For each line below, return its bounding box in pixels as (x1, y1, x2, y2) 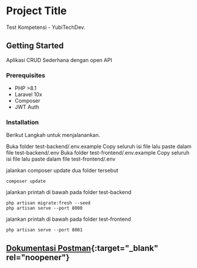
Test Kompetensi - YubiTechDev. (6, 24, 86, 31)
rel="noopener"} (6, 252, 70, 262)
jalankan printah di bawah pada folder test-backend (6, 189, 132, 196)
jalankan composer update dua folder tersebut (6, 167, 119, 174)
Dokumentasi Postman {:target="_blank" (6, 243, 159, 253)
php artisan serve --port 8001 (6, 227, 83, 233)
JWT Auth (14, 103, 39, 110)
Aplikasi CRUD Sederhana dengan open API (6, 56, 112, 63)
